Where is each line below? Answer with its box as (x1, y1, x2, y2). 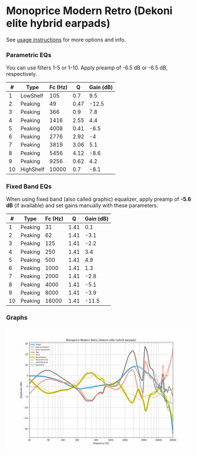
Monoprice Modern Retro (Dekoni (6, 4, 173, 18)
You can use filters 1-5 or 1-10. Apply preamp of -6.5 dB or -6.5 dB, (6, 64, 168, 71)
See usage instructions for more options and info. (6, 36, 126, 43)
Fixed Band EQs (6, 182, 52, 190)
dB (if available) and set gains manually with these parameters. (6, 202, 159, 209)
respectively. (6, 71, 37, 78)
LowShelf (20, 92, 44, 99)
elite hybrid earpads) (6, 16, 111, 30)
